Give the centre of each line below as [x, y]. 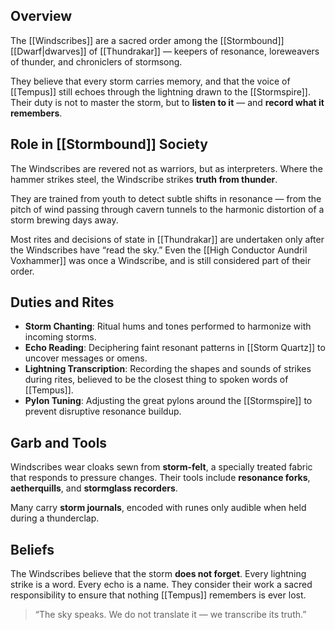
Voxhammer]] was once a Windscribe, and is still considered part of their [161, 260]
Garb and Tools [59, 442]
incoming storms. [60, 337]
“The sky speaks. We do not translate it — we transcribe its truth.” [170, 615]
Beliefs [32, 549]
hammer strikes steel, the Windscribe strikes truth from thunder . [144, 179]
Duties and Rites [62, 302]
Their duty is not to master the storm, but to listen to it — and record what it [167, 102]
